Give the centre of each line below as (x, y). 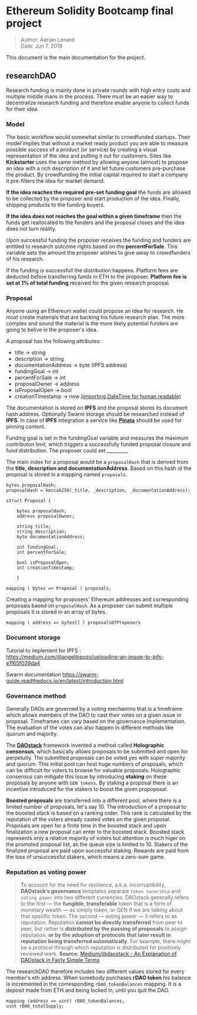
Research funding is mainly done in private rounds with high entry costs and (98, 90)
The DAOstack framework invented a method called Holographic (85, 745)
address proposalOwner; (46, 516)
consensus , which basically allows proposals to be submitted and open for (97, 751)
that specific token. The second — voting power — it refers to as (99, 916)
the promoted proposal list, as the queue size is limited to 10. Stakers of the (97, 844)
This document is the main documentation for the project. (76, 57)
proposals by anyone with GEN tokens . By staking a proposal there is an (92, 783)
